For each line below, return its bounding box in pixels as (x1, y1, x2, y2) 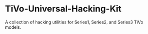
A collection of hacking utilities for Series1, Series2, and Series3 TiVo (5, 19, 144, 25)
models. (5, 24, 21, 30)
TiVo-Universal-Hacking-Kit (5, 3, 122, 14)
